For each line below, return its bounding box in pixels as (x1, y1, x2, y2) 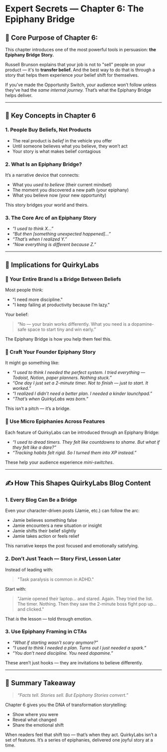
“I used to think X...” (12, 226, 54, 232)
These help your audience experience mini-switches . (5, 459, 114, 465)
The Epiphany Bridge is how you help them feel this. (5, 336, 112, 342)
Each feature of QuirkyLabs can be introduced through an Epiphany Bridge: (5, 429, 160, 435)
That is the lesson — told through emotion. (5, 616, 92, 622)
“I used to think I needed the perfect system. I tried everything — (12, 370, 146, 376)
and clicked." (17, 606, 44, 612)
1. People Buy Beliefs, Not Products (5, 126, 92, 133)
